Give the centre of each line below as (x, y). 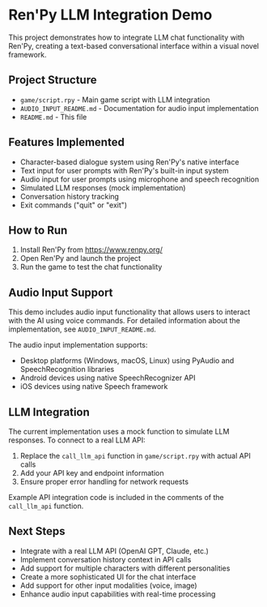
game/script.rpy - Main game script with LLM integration (115, 100)
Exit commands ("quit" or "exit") (74, 205)
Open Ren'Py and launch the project (81, 259)
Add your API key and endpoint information (92, 473)
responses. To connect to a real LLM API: (77, 440)
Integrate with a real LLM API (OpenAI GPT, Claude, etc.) (114, 551)
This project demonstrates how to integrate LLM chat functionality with (127, 37)
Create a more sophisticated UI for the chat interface (108, 576)
